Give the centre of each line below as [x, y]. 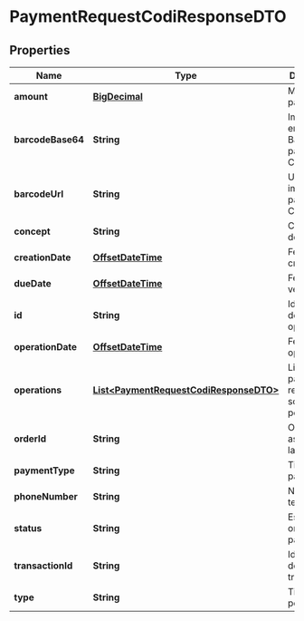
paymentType [44, 471]
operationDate [46, 347]
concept [33, 231]
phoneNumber [46, 496]
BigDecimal [118, 97]
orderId [30, 439]
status [28, 528]
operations [38, 390]
